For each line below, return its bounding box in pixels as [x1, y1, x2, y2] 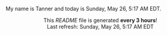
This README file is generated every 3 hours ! [43, 17, 157, 23]
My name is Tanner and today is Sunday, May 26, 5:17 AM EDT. [5, 5, 162, 12]
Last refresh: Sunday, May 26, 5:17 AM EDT [47, 23, 154, 30]
